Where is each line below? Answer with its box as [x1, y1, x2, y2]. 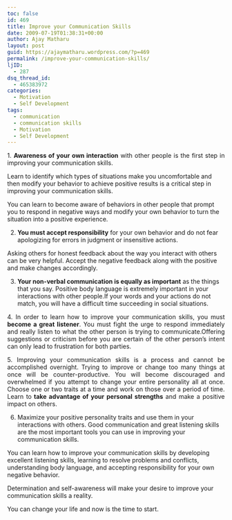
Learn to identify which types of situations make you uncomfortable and [7, 172, 212, 181]
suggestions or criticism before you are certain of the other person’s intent [7, 335, 225, 343]
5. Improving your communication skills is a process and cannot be [7, 356, 225, 364]
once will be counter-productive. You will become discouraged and [7, 370, 225, 379]
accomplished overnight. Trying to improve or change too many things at [7, 363, 225, 371]
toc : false [7, 10, 39, 17]
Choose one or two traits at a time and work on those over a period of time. [7, 385, 225, 393]
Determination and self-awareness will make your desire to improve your [7, 484, 214, 492]
